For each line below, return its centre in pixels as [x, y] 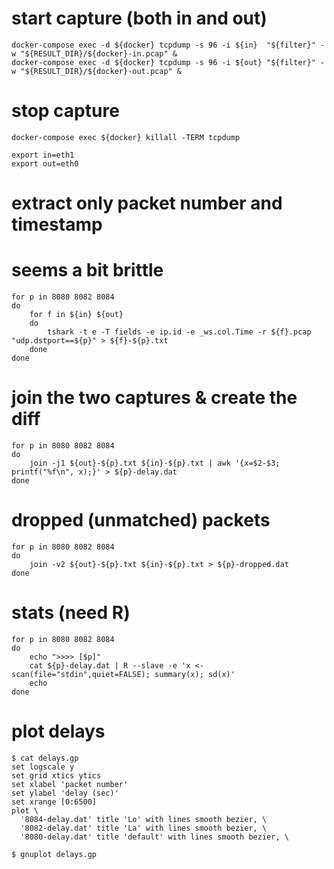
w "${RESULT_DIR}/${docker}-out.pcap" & [97, 71]
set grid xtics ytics [56, 775]
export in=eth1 [43, 155]
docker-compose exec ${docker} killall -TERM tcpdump [126, 137]
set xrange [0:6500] [54, 802]
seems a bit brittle [87, 270]
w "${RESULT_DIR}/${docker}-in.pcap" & [94, 53]
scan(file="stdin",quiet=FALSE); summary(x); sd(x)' [123, 674]
